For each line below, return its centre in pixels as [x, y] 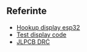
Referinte [27, 11]
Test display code [41, 34]
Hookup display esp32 [48, 27]
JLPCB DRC [33, 42]
